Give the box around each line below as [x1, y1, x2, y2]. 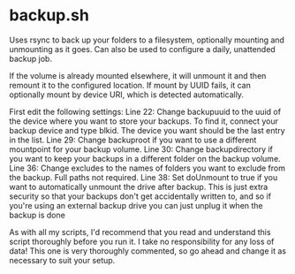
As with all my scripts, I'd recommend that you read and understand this [9, 226, 271, 237]
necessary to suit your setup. [9, 255, 116, 265]
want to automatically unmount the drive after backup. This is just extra [9, 181, 269, 192]
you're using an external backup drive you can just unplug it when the [9, 200, 263, 210]
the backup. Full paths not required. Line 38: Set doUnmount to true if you [9, 171, 278, 182]
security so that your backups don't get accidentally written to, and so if [9, 191, 272, 202]
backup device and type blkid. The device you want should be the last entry [9, 125, 285, 135]
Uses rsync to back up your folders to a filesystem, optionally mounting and [9, 34, 285, 45]
